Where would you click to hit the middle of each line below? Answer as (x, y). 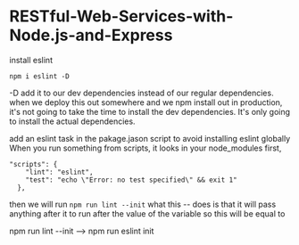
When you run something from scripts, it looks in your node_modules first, (145, 148)
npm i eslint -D (39, 76)
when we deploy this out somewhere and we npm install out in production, (146, 102)
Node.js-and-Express (91, 35)
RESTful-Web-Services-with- (121, 16)
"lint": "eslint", (59, 172)
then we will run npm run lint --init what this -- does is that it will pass (143, 204)
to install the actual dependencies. (72, 121)
